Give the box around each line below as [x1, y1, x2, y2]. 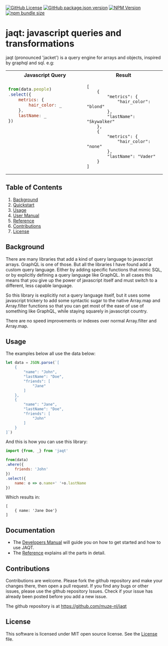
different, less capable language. [5, 282, 73, 289]
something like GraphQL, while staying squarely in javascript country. [5, 308, 148, 314]
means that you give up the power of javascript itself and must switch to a [5, 277, 158, 283]
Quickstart [12, 202, 34, 208]
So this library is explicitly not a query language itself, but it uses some [5, 292, 151, 298]
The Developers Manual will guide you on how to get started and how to [12, 539, 161, 545]
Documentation [5, 526, 55, 534]
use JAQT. [12, 545, 34, 551]
